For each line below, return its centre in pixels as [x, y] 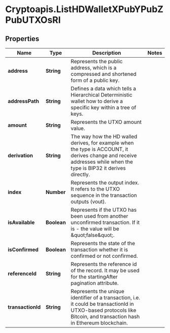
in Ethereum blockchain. [99, 323]
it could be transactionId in [102, 304]
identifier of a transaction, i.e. [105, 298]
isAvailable [21, 222]
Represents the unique [98, 291]
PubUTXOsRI [33, 20]
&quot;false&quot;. [93, 235]
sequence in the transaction [104, 195]
